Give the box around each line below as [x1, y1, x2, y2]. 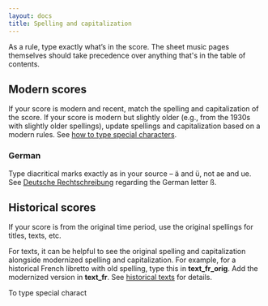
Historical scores [8, 200, 96, 214]
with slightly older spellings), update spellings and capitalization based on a [8, 121, 261, 131]
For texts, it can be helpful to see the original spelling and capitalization [8, 247, 246, 256]
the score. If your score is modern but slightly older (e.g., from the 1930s [8, 113, 251, 123]
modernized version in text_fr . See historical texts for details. [8, 273, 213, 282]
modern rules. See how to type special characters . [8, 130, 177, 140]
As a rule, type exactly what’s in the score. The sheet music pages [8, 41, 229, 51]
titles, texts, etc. [8, 231, 62, 240]
